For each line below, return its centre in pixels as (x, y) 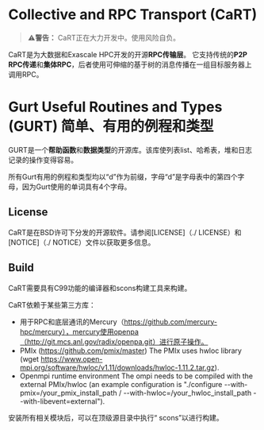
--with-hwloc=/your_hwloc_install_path (187, 393)
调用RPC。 (26, 74)
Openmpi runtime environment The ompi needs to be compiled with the (136, 376)
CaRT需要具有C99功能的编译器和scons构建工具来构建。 (100, 288)
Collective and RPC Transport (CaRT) (133, 15)
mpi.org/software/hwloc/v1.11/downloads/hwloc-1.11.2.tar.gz (117, 367)
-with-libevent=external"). (62, 401)
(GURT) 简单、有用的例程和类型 (111, 127)
